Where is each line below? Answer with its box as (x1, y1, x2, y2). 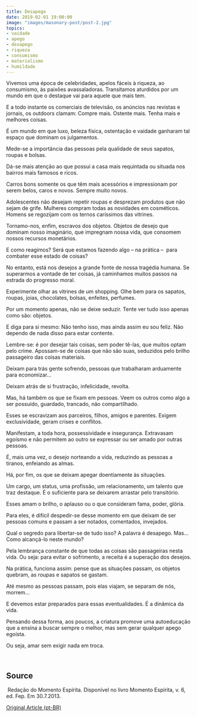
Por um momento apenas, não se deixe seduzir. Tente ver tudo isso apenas (6, 306, 189, 313)
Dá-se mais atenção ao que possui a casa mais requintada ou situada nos (6, 163, 186, 170)
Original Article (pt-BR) (6, 704, 62, 711)
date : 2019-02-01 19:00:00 (6, 14, 73, 20)
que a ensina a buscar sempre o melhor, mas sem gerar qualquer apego (6, 624, 182, 631)
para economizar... (6, 371, 52, 378)
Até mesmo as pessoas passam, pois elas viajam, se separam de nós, (6, 582, 176, 590)
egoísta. (6, 631, 26, 638)
